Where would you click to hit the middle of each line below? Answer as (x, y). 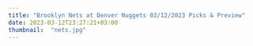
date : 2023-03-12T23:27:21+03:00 (63, 23)
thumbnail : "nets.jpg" (47, 30)
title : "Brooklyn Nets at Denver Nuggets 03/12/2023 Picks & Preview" (127, 15)
